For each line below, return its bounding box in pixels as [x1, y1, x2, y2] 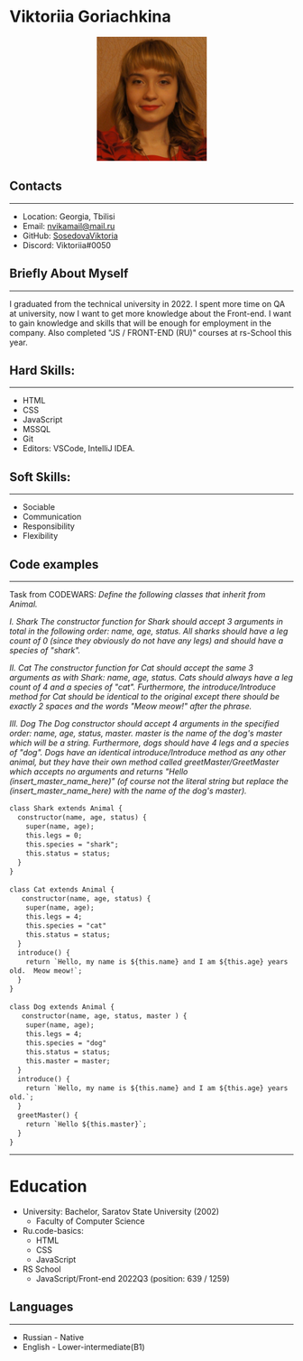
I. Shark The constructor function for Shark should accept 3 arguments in [9, 616, 284, 626]
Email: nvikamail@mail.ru [22, 220, 115, 231]
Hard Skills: [9, 363, 75, 378]
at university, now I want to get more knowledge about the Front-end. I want [9, 308, 291, 319]
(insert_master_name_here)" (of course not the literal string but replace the [9, 776, 289, 786]
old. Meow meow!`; [9, 967, 83, 976]
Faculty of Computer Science [35, 1216, 145, 1227]
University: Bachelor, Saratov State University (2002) [22, 1206, 219, 1217]
